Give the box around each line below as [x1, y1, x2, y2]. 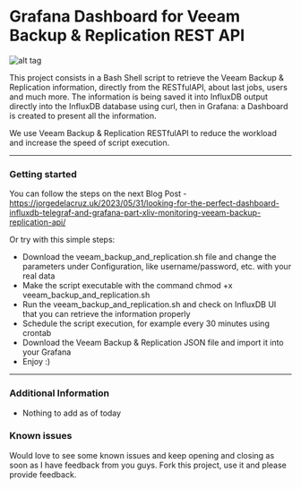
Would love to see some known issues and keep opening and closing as [9, 450, 275, 460]
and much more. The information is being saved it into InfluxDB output [9, 91, 269, 102]
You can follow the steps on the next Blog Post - [9, 188, 187, 199]
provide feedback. [9, 468, 77, 480]
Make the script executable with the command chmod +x [21, 280, 233, 291]
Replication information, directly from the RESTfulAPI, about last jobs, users [9, 81, 288, 92]
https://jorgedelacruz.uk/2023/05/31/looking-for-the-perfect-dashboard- [9, 198, 279, 209]
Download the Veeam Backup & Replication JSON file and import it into [21, 338, 284, 348]
